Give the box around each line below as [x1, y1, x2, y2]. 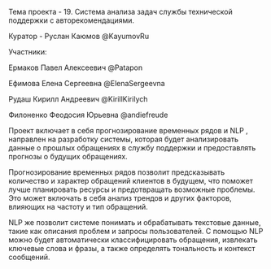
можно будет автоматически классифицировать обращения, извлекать [8, 235, 258, 245]
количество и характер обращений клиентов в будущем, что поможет [8, 176, 254, 185]
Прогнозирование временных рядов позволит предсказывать [8, 167, 225, 177]
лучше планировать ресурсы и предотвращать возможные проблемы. [8, 184, 256, 194]
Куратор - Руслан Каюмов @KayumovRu [8, 32, 149, 41]
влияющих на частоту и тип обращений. [8, 202, 148, 211]
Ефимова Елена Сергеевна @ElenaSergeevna [8, 79, 165, 88]
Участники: [8, 47, 47, 56]
